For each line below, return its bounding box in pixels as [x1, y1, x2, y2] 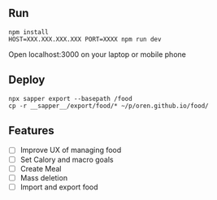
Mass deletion [20, 172, 67, 182]
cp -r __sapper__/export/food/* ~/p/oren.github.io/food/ [8, 102, 209, 110]
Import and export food [20, 182, 99, 192]
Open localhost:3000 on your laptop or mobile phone [8, 49, 187, 59]
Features [8, 124, 54, 137]
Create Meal [20, 163, 62, 173]
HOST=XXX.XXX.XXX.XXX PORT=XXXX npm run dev [8, 35, 162, 43]
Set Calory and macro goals [20, 154, 114, 164]
